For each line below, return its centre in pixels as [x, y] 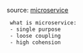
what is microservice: [43, 23]
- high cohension [35, 42]
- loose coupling [35, 36]
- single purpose [35, 29]
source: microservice [38, 10]
